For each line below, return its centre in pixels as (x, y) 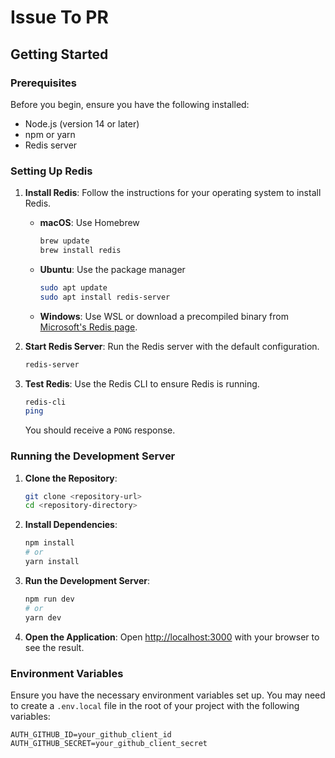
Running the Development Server (93, 456)
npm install (49, 543)
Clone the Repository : (71, 478)
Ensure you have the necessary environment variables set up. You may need (168, 695)
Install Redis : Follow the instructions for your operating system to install (173, 193)
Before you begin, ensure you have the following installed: (130, 104)
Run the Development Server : (87, 580)
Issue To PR (59, 17)
